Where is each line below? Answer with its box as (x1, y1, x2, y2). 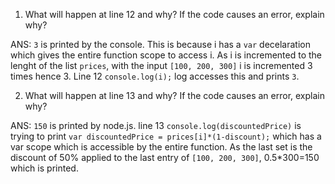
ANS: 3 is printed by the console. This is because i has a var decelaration (10, 39, 311, 50)
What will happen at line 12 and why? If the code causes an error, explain (24, 9, 325, 20)
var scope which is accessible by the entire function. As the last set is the (10, 141, 313, 153)
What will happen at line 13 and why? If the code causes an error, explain (24, 90, 325, 101)
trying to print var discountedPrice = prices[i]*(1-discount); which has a (10, 130, 322, 142)
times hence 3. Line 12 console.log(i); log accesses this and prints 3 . (10, 70, 300, 82)
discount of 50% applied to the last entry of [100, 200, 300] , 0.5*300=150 (10, 152, 320, 163)
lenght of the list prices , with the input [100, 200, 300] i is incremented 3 (10, 60, 313, 71)
